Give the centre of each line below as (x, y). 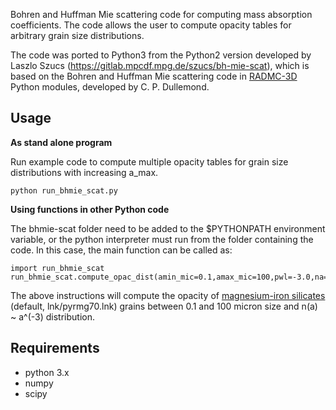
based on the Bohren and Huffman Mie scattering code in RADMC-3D (154, 76)
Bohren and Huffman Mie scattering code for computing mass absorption (161, 14)
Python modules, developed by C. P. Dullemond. (110, 87)
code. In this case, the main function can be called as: (121, 250)
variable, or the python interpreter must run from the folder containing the (162, 239)
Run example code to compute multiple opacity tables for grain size (149, 161)
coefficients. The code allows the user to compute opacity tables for (151, 25)
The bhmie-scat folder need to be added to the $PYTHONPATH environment (168, 228)
